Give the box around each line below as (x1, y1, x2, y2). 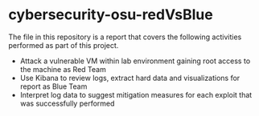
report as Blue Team (19, 82, 88, 91)
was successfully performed (19, 98, 115, 108)
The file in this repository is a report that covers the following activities (8, 32, 242, 42)
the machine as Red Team (19, 64, 106, 74)
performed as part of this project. (8, 40, 119, 50)
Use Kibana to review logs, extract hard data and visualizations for (19, 73, 240, 82)
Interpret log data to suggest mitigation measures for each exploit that (19, 90, 253, 99)
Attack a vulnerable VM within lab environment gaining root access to (19, 56, 251, 66)
